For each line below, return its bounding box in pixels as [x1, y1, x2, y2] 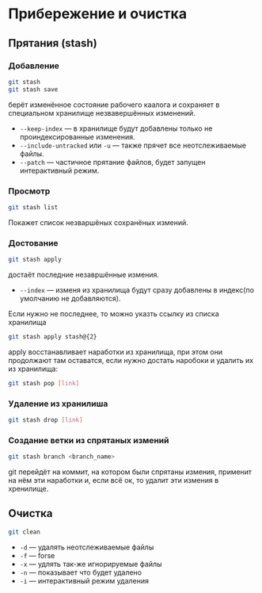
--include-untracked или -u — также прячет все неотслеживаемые [19, 140, 247, 150]
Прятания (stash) [8, 36, 97, 50]
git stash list [8, 203, 59, 211]
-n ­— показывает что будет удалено [19, 568, 142, 577]
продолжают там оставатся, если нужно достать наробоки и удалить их [8, 355, 254, 365]
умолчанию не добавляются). [19, 293, 121, 303]
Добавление [8, 60, 59, 71]
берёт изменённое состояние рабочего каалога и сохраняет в [8, 100, 220, 109]
